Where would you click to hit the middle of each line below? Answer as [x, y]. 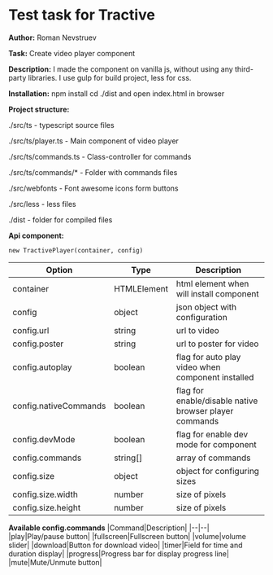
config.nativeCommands [59, 406]
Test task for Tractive [82, 15]
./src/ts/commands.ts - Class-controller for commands [100, 156]
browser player [205, 410]
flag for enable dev [212, 434]
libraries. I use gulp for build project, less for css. [110, 77]
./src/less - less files [42, 204]
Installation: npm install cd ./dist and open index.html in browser [117, 93]
